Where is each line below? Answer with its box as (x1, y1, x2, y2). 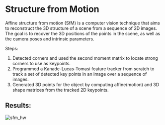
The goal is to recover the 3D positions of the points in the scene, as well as (5, 30, 161, 36)
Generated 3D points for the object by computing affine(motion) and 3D (12, 81, 160, 88)
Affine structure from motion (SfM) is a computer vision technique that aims (5, 20, 160, 26)
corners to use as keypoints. (12, 60, 71, 66)
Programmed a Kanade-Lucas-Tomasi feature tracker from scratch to (12, 66, 155, 72)
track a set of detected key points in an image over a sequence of (12, 71, 147, 77)
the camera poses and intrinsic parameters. (5, 36, 94, 42)
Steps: (5, 45, 18, 51)
